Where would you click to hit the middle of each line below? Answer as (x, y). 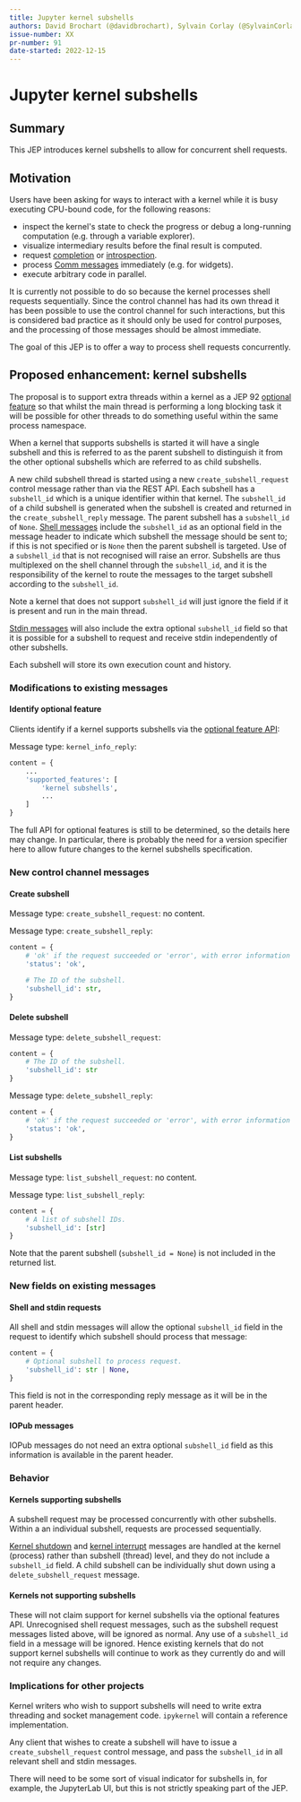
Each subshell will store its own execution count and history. (120, 664)
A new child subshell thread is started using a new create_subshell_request (149, 479)
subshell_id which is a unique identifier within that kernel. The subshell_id (148, 498)
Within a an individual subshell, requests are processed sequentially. (136, 1529)
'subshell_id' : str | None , (77, 1370)
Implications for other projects (77, 1686)
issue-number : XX (42, 34)
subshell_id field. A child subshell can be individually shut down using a (142, 1565)
